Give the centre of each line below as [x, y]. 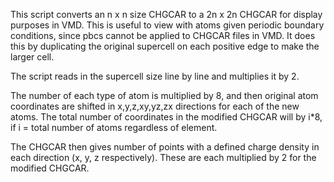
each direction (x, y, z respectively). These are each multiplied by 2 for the [163, 157]
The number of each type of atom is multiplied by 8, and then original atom [164, 95]
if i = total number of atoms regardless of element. [114, 127]
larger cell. [32, 57]
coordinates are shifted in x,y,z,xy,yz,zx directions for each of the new [155, 106]
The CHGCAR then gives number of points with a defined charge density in [165, 147]
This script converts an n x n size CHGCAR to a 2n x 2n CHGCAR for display [166, 14]
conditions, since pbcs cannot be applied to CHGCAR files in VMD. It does [163, 35]
